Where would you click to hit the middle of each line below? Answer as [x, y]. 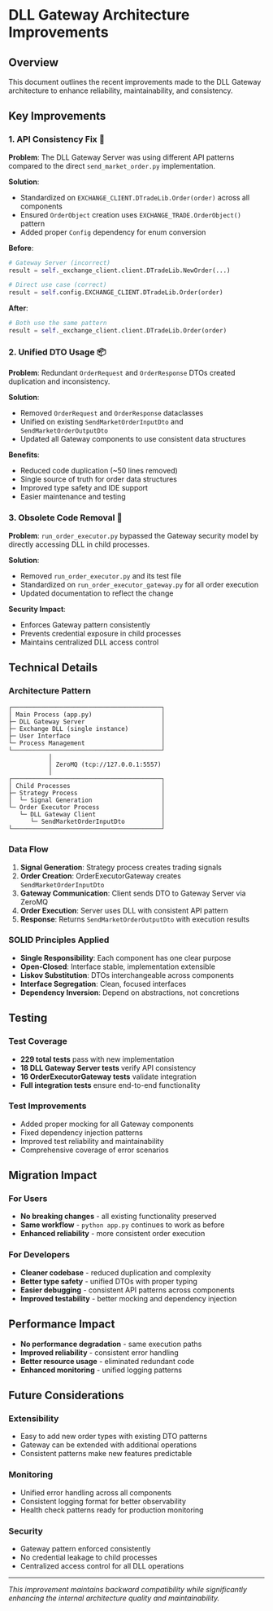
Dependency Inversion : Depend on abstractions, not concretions [130, 993]
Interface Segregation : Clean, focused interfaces [103, 984]
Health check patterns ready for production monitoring [112, 1510]
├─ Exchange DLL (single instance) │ [87, 729]
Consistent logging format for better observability [103, 1501]
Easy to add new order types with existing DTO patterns [114, 1437]
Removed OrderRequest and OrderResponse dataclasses [112, 413]
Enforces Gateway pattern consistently [85, 624]
